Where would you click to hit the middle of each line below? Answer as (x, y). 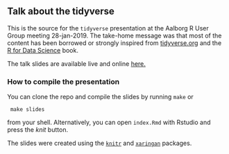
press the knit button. (37, 130)
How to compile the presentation (63, 81)
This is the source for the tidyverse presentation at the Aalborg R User (108, 28)
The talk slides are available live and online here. (76, 63)
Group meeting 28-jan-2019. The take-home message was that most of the (114, 35)
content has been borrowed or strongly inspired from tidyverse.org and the (114, 43)
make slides (27, 110)
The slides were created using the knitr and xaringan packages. (100, 143)
